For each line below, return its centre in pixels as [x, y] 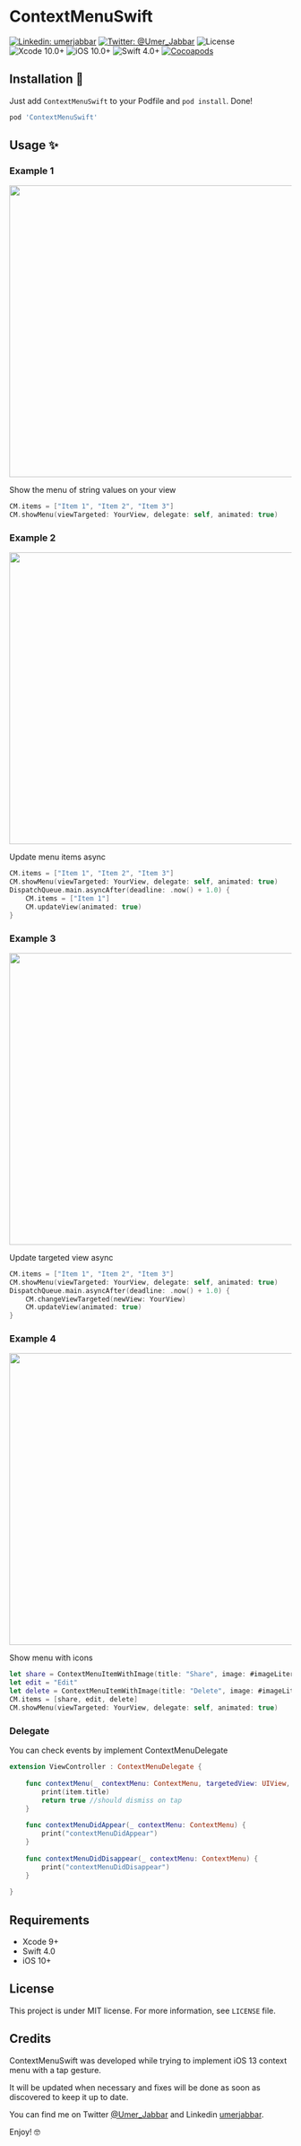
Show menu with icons [51, 1658]
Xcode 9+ [40, 1941]
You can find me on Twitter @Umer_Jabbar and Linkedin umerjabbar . [137, 2114]
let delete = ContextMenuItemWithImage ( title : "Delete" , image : [132, 1691]
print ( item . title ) [76, 1792]
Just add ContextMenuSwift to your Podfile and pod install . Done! [131, 101]
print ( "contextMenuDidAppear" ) [100, 1834]
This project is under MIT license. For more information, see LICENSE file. [142, 2010]
